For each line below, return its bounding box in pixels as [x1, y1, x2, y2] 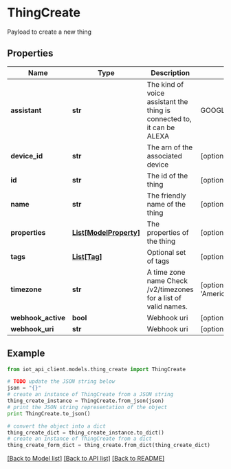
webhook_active [10, 313, 66, 322]
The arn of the [146, 143, 193, 152]
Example [7, 348, 45, 359]
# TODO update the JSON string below [7, 378, 115, 385]
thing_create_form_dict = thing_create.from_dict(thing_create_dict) [7, 442, 211, 449]
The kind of [146, 79, 184, 89]
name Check [146, 275, 188, 285]
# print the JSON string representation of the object [7, 404, 168, 410]
